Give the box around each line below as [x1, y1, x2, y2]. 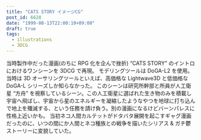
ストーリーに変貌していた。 [6, 127, 75, 134]
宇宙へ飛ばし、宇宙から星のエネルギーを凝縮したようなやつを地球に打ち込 [6, 97, 190, 104]
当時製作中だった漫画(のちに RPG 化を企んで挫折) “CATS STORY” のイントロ [6, 59, 195, 67]
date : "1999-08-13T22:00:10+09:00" [6, 20, 95, 26]
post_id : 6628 [6, 14, 42, 20]
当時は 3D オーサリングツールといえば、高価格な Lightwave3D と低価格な [6, 75, 188, 82]
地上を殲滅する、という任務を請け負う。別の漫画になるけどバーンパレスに [11, 105, 195, 112]
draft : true [6, 25, 36, 32]
